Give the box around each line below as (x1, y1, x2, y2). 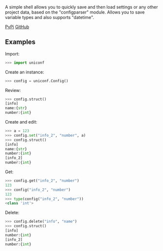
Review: (5, 87, 21, 93)
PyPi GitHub (5, 24, 29, 30)
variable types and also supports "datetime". (5, 15, 94, 20)
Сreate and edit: (5, 119, 37, 125)
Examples (5, 38, 36, 46)
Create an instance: (5, 69, 45, 75)
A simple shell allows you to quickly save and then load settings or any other (5, 4, 158, 10)
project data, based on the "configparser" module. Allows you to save (5, 9, 145, 15)
